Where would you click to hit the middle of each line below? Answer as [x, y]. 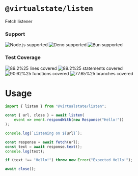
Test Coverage [23, 58]
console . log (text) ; [25, 151]
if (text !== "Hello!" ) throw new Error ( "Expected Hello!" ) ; [69, 160]
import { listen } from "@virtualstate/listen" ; [56, 106]
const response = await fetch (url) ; [42, 142]
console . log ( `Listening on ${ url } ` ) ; [44, 133]
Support [15, 34]
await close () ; [21, 169]
